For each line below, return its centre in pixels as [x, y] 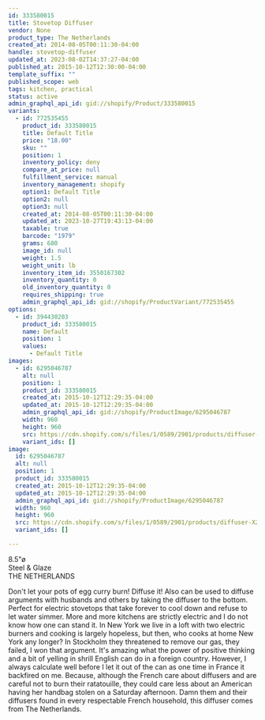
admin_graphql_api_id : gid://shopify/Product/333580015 [102, 104]
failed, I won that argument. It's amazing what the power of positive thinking [131, 650]
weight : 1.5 [42, 258]
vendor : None [30, 30]
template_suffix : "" [42, 74]
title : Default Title [58, 133]
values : [35, 346]
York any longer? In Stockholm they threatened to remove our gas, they [124, 642]
